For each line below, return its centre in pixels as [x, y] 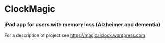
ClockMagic [30, 9]
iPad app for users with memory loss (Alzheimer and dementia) [82, 25]
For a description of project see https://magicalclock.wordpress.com [75, 35]
